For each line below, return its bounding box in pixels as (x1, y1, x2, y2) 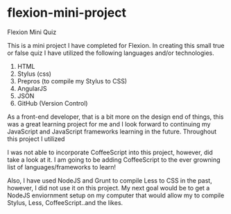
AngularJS (17, 84, 47, 92)
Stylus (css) (17, 69, 52, 78)
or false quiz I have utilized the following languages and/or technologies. (7, 49, 215, 57)
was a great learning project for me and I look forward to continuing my (7, 120, 211, 128)
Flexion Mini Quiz (7, 28, 57, 36)
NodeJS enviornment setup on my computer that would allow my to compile (7, 191, 225, 199)
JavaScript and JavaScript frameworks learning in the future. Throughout (7, 127, 217, 135)
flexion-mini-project (7, 5, 127, 21)
